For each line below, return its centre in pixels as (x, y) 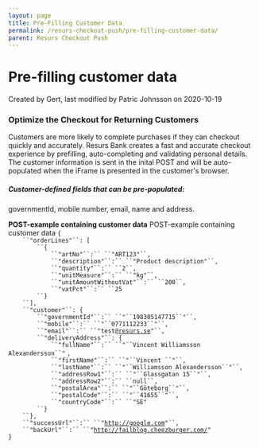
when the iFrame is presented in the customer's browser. (136, 171)
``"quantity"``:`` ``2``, (93, 269)
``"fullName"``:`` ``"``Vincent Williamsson (126, 345)
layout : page (30, 16)
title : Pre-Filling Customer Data (66, 23)
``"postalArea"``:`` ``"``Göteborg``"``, (120, 388)
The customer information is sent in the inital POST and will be (110, 162)
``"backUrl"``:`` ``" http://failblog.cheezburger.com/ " (117, 430)
